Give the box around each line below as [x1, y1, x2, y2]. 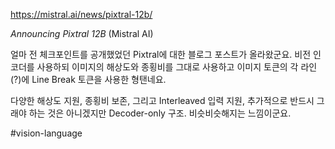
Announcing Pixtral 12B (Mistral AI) [10, 28, 154, 39]
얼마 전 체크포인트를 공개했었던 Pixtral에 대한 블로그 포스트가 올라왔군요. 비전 [10, 49, 312, 60]
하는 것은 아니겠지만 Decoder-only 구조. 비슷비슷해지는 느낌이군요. [28, 107, 292, 119]
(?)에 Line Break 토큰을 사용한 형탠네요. [10, 74, 167, 85]
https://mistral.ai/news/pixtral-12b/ [10, 9, 153, 20]
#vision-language [10, 127, 83, 139]
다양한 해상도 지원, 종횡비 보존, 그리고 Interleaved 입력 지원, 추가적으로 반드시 [10, 95, 315, 106]
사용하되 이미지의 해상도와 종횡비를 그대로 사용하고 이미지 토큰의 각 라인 [36, 61, 318, 73]
